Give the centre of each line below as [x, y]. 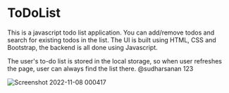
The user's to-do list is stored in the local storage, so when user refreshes [114, 61]
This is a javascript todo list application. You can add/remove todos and [111, 32]
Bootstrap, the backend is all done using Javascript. [83, 47]
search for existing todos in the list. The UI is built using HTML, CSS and [112, 39]
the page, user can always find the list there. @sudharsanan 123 [100, 68]
